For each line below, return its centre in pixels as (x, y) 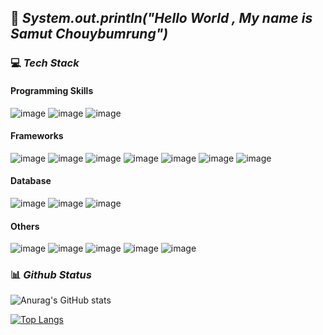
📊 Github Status (51, 275)
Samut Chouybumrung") (89, 34)
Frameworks (37, 136)
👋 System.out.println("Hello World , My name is (161, 18)
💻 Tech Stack (45, 63)
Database (31, 181)
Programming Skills (52, 90)
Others (25, 226)
